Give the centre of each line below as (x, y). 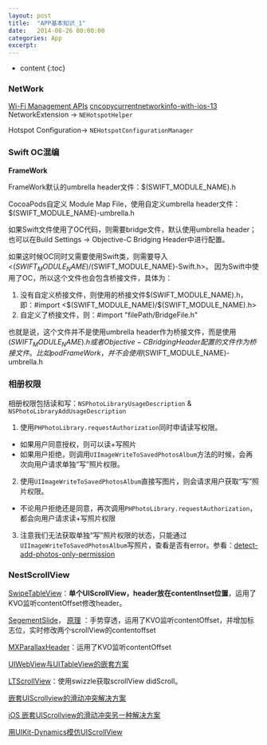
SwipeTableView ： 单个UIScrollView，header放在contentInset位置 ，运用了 (132, 593)
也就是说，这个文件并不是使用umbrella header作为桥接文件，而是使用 (122, 332)
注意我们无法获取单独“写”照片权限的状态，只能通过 (103, 535)
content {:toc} (43, 68)
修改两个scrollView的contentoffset (100, 630)
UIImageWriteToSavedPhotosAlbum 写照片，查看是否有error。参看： (127, 545)
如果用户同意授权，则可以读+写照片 (78, 444)
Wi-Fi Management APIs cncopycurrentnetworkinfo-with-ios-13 (113, 106)
